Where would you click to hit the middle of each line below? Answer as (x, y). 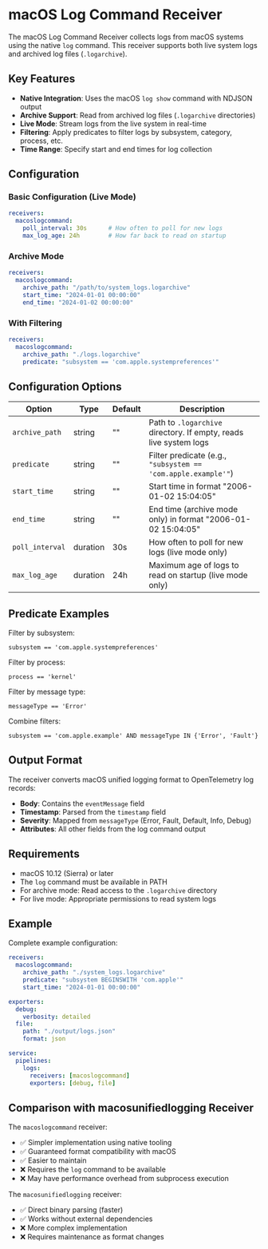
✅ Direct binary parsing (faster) (71, 1210)
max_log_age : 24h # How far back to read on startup (124, 236)
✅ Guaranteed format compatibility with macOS (98, 1152)
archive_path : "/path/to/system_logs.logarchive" (107, 287)
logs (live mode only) (188, 553)
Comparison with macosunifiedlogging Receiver (131, 1108)
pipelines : (33, 1061)
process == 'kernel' (43, 677)
